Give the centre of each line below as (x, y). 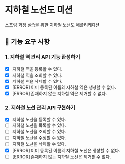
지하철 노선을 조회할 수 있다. (39, 132)
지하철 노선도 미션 (39, 10)
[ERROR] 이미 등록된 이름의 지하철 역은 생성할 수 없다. (64, 87)
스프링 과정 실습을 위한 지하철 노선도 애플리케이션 (52, 25)
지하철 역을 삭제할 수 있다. (37, 81)
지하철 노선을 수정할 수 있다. (39, 138)
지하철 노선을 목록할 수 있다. (39, 125)
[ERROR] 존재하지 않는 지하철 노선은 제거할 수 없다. (62, 157)
